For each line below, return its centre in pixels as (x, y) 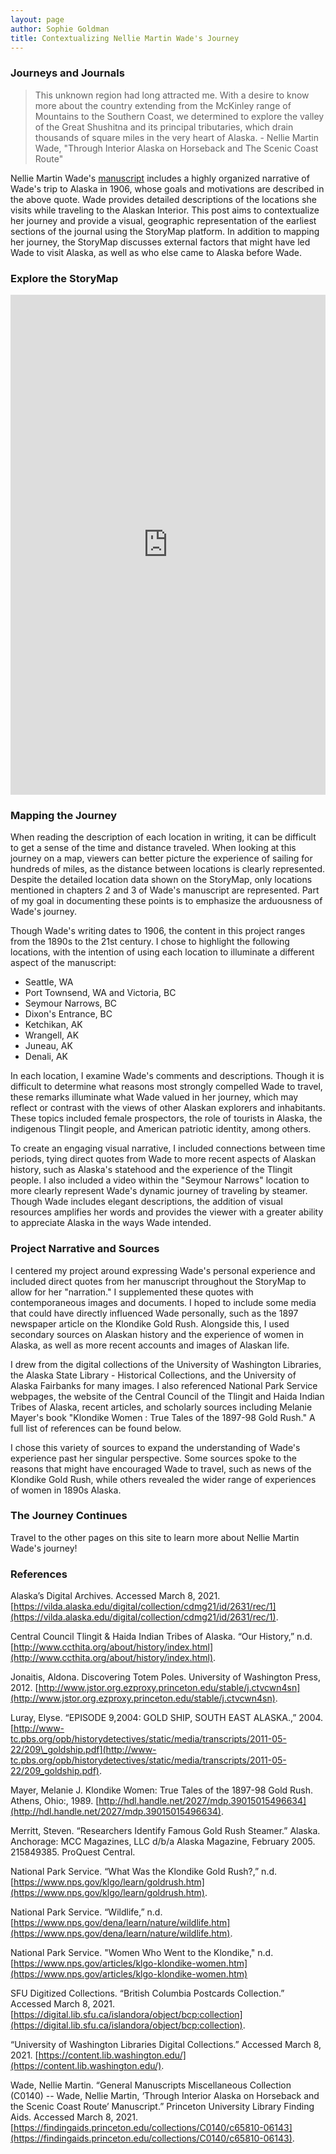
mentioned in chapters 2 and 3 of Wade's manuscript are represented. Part (165, 890)
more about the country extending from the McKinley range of (163, 105)
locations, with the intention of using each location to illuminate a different (162, 952)
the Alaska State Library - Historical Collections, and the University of (153, 1375)
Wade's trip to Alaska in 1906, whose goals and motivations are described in (167, 188)
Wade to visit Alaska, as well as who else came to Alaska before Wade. (156, 252)
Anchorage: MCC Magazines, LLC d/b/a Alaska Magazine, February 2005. (163, 1842)
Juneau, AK (48, 1046)
